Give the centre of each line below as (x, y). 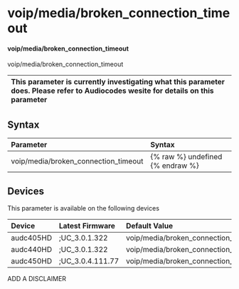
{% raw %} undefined (186, 157)
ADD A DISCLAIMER (37, 279)
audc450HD (31, 261)
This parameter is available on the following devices (84, 208)
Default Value (149, 226)
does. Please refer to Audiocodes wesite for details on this (112, 91)
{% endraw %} (175, 166)
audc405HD (31, 238)
